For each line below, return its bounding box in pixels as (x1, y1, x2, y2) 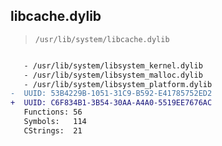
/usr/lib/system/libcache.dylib (34, 34, 170, 44)
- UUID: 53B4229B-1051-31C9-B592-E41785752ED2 (10, 89, 213, 99)
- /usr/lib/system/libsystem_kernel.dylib (23, 60, 203, 71)
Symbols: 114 (23, 117, 87, 127)
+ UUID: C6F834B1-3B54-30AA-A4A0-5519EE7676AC (10, 98, 213, 108)
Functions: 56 (23, 107, 83, 118)
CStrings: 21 (23, 125, 83, 136)
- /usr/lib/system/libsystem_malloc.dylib (23, 70, 203, 80)
